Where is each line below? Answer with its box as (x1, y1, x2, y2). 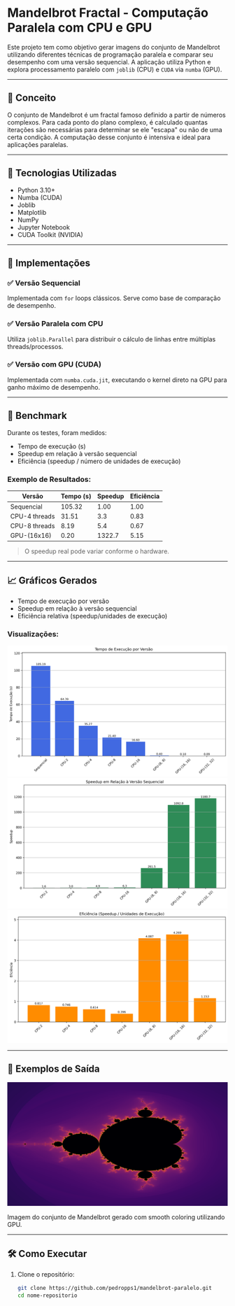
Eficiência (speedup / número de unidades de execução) (17, 457, 181, 465)
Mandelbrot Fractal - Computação (7, 5, 208, 21)
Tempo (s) (60, 492, 92, 501)
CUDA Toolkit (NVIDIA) (17, 230, 84, 239)
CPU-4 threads (10, 512, 55, 520)
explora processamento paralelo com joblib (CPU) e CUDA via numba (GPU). (7, 65, 222, 73)
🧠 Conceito (7, 92, 57, 104)
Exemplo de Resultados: (7, 474, 92, 484)
